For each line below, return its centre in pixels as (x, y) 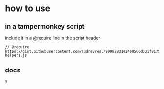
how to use (28, 9)
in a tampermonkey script (45, 27)
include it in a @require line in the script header (52, 38)
